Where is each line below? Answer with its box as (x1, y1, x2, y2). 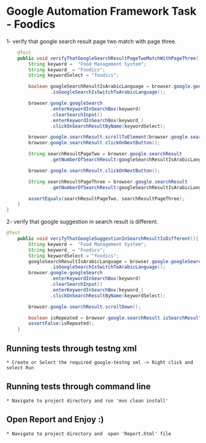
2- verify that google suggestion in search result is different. (6, 218, 158, 225)
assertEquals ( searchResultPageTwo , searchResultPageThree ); (28, 195, 185, 202)
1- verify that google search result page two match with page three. (6, 37, 177, 45)
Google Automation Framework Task (6, 4, 197, 18)
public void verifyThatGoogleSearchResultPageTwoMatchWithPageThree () (17, 55, 202, 61)
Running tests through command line (6, 382, 151, 392)
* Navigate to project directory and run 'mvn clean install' (6, 398, 169, 404)
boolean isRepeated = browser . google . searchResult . (28, 315, 164, 321)
